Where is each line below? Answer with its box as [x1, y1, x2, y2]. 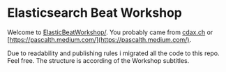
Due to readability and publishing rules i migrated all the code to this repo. [7, 49, 220, 57]
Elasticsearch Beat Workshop [7, 5, 183, 21]
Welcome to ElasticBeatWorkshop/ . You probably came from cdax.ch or [7, 28, 213, 36]
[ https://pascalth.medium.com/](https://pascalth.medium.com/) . [7, 35, 192, 43]
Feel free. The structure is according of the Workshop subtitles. [7, 56, 190, 64]
